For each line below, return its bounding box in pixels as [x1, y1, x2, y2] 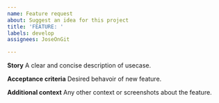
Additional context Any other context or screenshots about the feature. [7, 88, 212, 97]
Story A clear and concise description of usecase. [7, 61, 152, 70]
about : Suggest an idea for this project [7, 17, 129, 24]
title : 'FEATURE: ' [7, 23, 64, 30]
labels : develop [7, 29, 54, 37]
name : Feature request [7, 10, 73, 17]
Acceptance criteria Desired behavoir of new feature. [7, 74, 162, 84]
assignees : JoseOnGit [7, 36, 70, 43]
